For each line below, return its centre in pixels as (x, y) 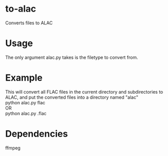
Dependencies (37, 134)
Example (24, 78)
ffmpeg (13, 148)
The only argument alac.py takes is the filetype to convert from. (72, 57)
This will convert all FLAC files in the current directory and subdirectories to (84, 92)
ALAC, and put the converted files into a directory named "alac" (72, 97)
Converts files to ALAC (29, 23)
